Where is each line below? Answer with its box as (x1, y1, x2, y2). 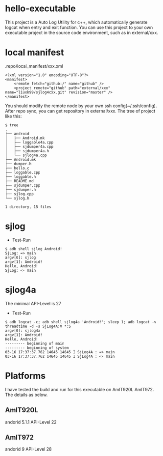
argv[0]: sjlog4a (5, 328, 41, 333)
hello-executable (5, 3, 76, 14)
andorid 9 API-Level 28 (5, 446, 52, 452)
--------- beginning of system (5, 345, 69, 350)
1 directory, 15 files (5, 204, 51, 209)
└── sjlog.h (5, 196, 29, 200)
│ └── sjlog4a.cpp (5, 153, 47, 158)
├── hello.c (5, 166, 29, 171)
